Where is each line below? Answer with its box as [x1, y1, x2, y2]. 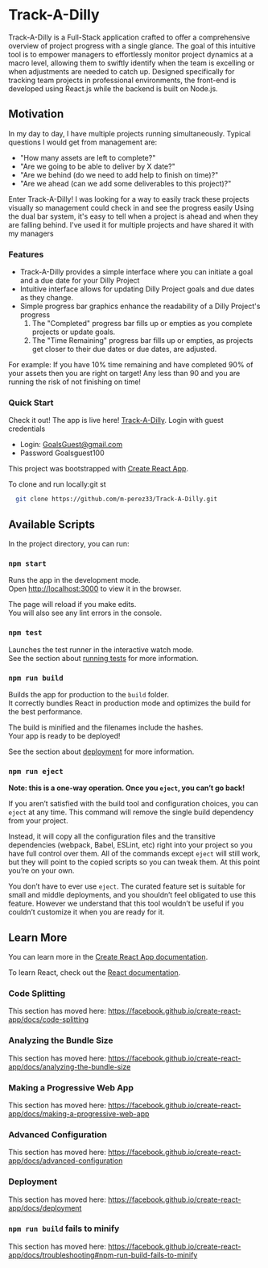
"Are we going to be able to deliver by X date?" [19, 161, 175, 171]
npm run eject [8, 767, 64, 776]
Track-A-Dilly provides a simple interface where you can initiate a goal [19, 267, 254, 277]
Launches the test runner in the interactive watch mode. [8, 644, 195, 655]
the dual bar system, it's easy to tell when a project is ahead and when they [8, 211, 259, 221]
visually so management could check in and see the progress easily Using [8, 203, 254, 212]
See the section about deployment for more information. [8, 747, 195, 756]
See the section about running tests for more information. [8, 653, 199, 663]
